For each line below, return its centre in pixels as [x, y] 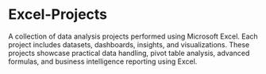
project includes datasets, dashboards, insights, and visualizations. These [129, 44]
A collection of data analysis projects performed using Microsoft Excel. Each [133, 36]
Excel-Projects [58, 15]
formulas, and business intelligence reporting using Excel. [103, 61]
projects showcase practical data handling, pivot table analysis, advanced [129, 53]
